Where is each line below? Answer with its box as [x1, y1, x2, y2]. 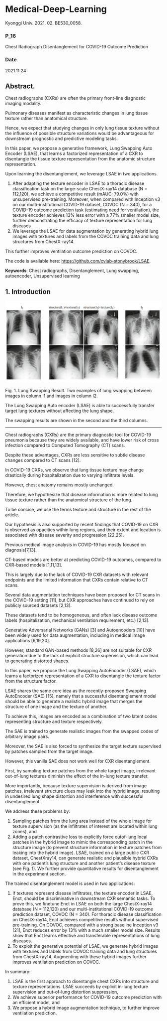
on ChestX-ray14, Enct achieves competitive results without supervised [12, 917, 159, 923]
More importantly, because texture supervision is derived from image [5, 783, 147, 789]
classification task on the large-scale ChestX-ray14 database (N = [12, 186, 148, 192]
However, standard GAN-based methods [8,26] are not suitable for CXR [5, 647, 152, 653]
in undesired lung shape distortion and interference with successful [5, 793, 144, 799]
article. [5, 512, 19, 518]
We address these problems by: [5, 808, 71, 814]
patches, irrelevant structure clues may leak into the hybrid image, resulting [5, 788, 160, 794]
